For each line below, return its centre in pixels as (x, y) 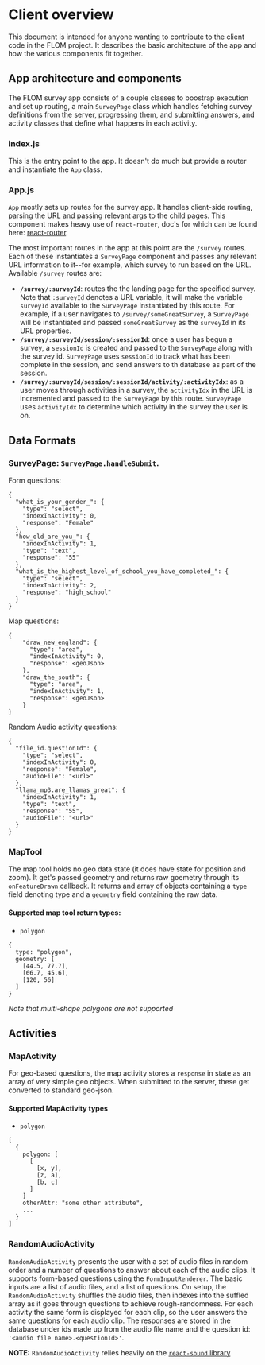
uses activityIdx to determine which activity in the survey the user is (134, 407)
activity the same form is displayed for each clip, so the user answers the (128, 1312)
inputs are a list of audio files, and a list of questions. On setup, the (117, 1286)
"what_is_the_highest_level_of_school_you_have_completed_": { (122, 572)
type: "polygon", (44, 952)
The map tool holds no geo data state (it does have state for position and (127, 869)
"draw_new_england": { (60, 643)
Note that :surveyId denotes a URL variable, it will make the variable (131, 297)
